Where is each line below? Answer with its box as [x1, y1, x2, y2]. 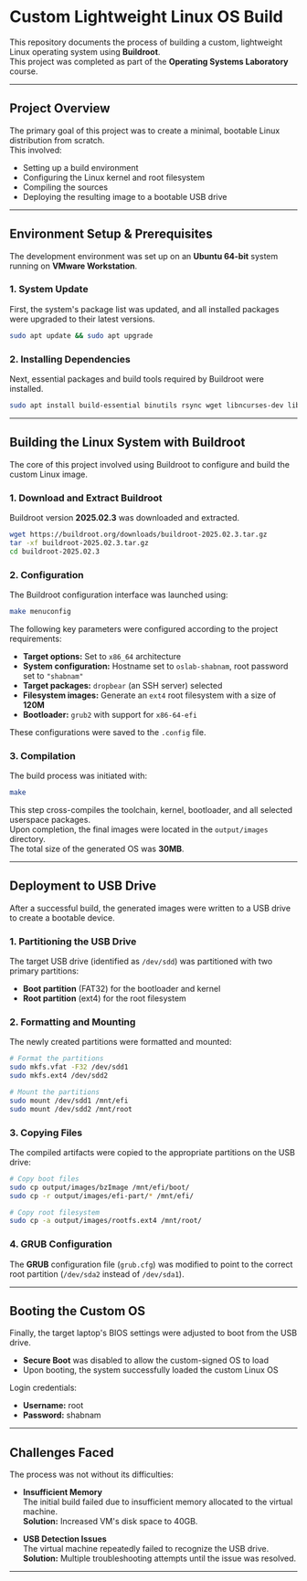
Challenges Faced [9, 1445, 114, 1460]
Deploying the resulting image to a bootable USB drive [22, 191, 228, 202]
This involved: [9, 144, 62, 155]
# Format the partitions [9, 1054, 104, 1063]
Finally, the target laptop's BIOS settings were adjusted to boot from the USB [9, 1327, 298, 1339]
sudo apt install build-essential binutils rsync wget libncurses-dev [9, 401, 284, 410]
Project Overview [9, 100, 111, 116]
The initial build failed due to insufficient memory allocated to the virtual [22, 1496, 293, 1508]
